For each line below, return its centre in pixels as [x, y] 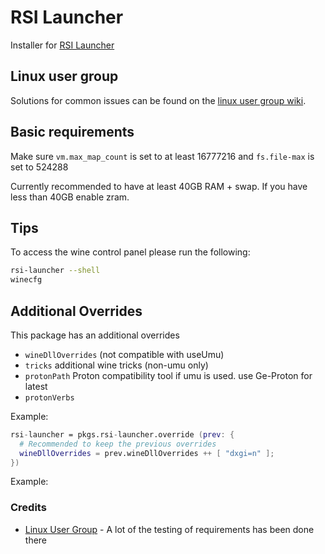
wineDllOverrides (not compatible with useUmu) [124, 354]
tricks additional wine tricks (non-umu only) [116, 365]
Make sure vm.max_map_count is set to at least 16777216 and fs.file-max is [162, 156]
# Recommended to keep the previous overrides [118, 444]
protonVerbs [49, 397]
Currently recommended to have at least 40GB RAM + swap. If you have [159, 186]
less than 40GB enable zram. [70, 197]
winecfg [26, 280]
